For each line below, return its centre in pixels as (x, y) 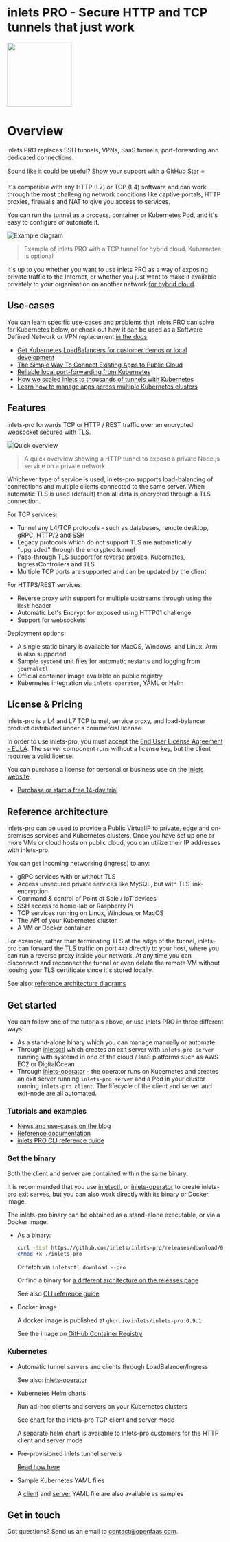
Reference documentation (54, 1134)
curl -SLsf (33, 1247)
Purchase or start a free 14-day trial (67, 790)
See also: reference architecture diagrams (67, 984)
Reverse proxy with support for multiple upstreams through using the (115, 598)
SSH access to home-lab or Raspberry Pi (75, 906)
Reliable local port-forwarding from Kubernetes (84, 371)
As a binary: (34, 1235)
